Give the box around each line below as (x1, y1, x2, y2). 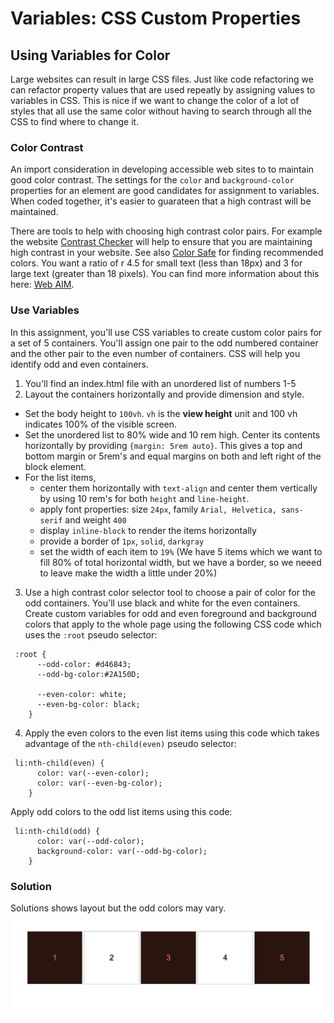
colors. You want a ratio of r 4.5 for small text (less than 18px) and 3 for (10, 257, 303, 269)
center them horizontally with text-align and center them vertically (39, 482, 318, 494)
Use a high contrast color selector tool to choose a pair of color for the (24, 586, 316, 598)
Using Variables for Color (10, 47, 171, 64)
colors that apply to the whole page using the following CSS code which (24, 618, 322, 630)
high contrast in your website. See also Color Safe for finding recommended (10, 247, 324, 259)
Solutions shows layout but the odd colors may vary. (10, 902, 227, 914)
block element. (24, 460, 87, 472)
